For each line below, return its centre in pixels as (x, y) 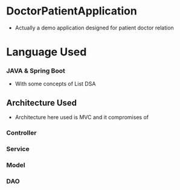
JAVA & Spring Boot (36, 71)
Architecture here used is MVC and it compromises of (82, 117)
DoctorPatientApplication (72, 11)
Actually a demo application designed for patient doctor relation (94, 28)
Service (18, 149)
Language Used (47, 52)
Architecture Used (42, 103)
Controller (21, 133)
